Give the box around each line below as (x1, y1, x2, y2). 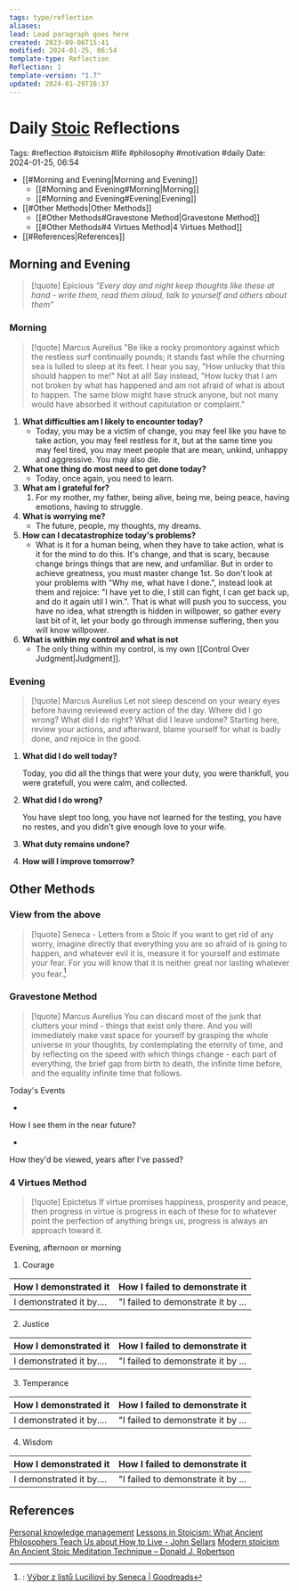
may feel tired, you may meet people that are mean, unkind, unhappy (35, 444, 288, 455)
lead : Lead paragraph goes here (9, 29, 129, 38)
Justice (21, 1318, 50, 1329)
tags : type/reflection (9, 12, 93, 22)
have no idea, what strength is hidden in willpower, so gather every (35, 606, 281, 616)
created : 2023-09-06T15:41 (9, 37, 109, 47)
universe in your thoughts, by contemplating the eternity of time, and (30, 1039, 283, 1050)
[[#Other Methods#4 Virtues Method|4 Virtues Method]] (35, 221, 243, 232)
